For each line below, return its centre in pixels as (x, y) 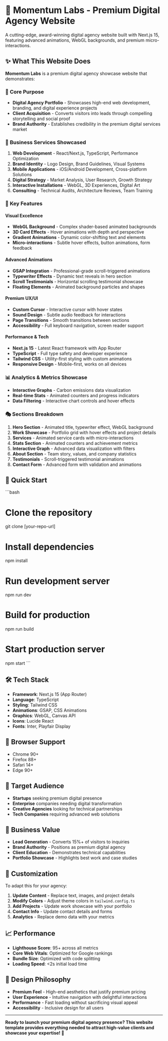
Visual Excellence (24, 215)
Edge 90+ (23, 770)
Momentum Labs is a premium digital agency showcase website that (76, 73)
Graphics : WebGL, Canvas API (44, 716)
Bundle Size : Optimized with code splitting (56, 959)
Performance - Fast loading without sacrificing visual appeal (75, 1002)
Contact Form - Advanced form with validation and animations (77, 465)
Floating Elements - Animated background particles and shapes (78, 287)
